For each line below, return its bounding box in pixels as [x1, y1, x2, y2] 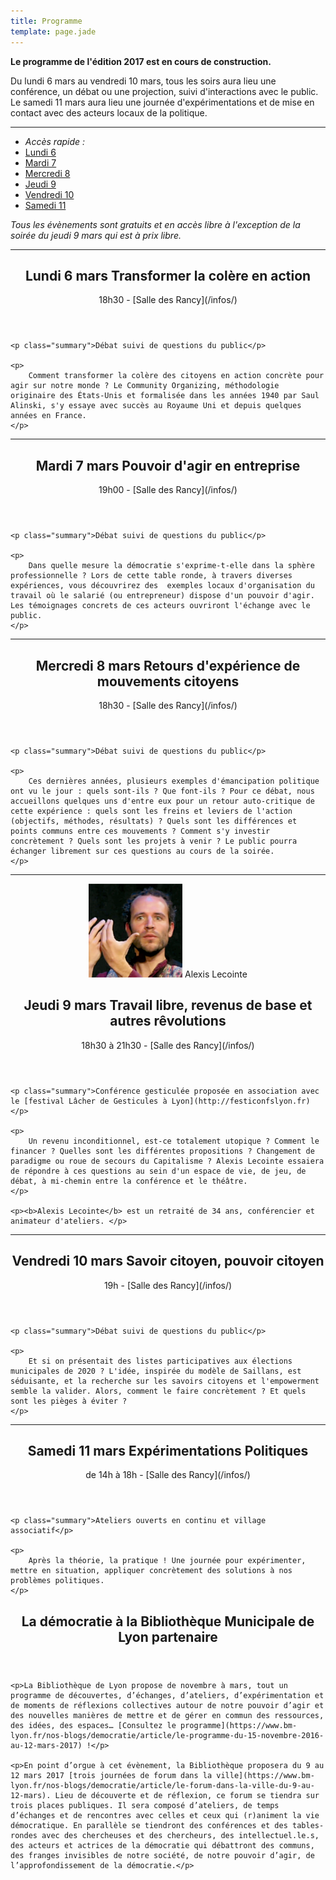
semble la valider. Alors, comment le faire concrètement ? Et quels [10, 1386, 307, 1396]
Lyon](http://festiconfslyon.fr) [171, 1096, 311, 1106]
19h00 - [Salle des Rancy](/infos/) [98, 484, 238, 496]
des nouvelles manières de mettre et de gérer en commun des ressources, [10, 1710, 325, 1720]
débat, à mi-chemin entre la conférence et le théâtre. [10, 1176, 248, 1186]
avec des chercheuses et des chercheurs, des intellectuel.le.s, [41, 1830, 320, 1840]
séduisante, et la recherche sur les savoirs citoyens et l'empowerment [10, 1376, 320, 1386]
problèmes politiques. [10, 1576, 105, 1586]
